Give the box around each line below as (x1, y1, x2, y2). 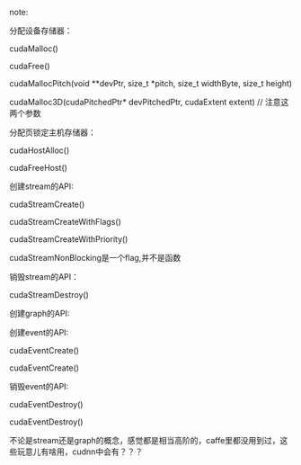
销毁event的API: (9, 381, 69, 391)
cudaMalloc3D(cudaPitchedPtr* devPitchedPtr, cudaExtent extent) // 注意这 (9, 97, 289, 107)
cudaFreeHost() (9, 163, 67, 173)
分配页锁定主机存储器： (9, 127, 96, 138)
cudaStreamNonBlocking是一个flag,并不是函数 (9, 253, 181, 263)
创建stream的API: (9, 181, 74, 192)
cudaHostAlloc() (9, 145, 70, 156)
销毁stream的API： (9, 272, 79, 282)
